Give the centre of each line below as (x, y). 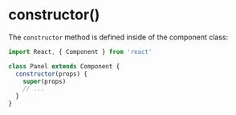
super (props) (45, 81)
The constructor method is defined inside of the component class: (118, 37)
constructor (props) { (52, 74)
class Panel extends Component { (64, 66)
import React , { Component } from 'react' (80, 51)
